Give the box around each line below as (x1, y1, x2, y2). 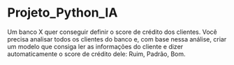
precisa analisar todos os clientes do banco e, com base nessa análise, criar (7, 35, 227, 43)
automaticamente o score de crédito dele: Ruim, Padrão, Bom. (7, 50, 187, 58)
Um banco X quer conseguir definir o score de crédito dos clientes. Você (7, 28, 218, 36)
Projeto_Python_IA (7, 5, 118, 21)
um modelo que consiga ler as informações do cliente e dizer (7, 42, 184, 50)
